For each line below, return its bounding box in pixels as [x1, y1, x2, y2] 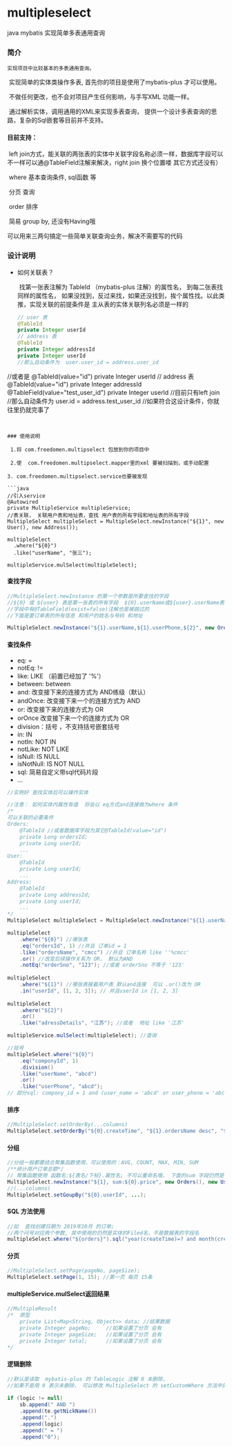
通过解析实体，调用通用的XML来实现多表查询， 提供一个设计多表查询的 [8, 107, 211, 116]
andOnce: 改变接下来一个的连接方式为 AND [17, 697, 140, 705]
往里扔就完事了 [7, 405, 50, 414]
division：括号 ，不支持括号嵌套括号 [17, 722, 120, 730]
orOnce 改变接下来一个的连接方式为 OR [17, 714, 130, 722]
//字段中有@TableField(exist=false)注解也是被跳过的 [7, 605, 150, 613]
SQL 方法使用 [7, 1207, 46, 1215]
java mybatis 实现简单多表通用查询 [7, 28, 106, 37]
